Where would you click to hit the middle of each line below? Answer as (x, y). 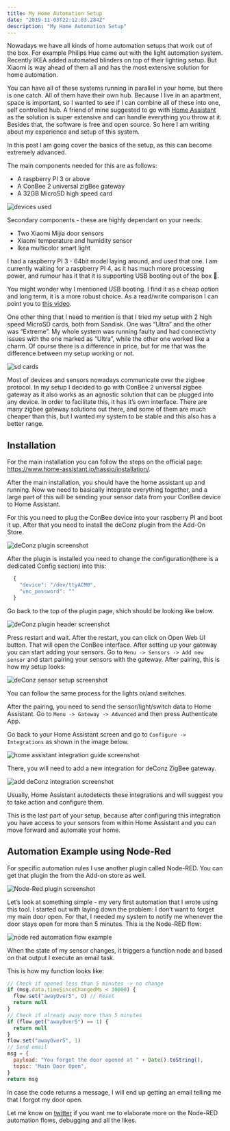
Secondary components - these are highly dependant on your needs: (104, 220)
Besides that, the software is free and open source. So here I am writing (108, 125)
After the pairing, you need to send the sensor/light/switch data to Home (109, 706)
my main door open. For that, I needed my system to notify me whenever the (115, 916)
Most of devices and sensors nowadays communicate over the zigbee (106, 380)
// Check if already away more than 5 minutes (75, 1015)
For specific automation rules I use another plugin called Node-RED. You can (115, 868)
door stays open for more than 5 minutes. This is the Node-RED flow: (104, 924)
